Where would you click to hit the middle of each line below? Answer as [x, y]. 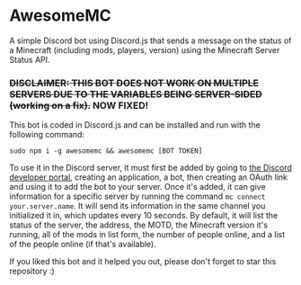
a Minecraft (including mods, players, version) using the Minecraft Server [145, 49]
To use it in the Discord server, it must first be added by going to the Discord [150, 168]
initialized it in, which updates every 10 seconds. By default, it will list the [144, 216]
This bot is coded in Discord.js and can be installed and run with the [135, 125]
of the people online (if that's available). [83, 245]
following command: [47, 135]
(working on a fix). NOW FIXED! [79, 105]
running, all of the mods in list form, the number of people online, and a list [147, 235]
